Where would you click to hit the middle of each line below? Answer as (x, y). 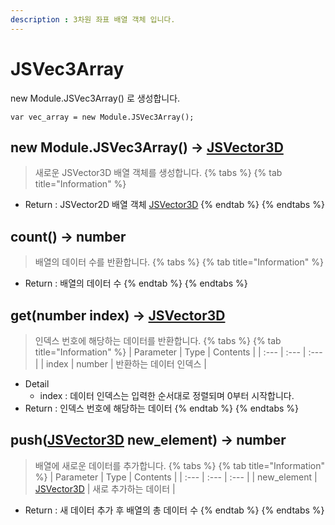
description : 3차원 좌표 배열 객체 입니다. (93, 19)
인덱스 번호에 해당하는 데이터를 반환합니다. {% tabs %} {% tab (158, 340)
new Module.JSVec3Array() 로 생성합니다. (95, 98)
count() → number (68, 236)
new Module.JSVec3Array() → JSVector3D (147, 147)
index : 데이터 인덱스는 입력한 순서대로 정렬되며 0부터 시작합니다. (167, 395)
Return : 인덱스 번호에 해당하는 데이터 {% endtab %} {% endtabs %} (162, 408)
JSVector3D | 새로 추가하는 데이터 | (105, 488)
